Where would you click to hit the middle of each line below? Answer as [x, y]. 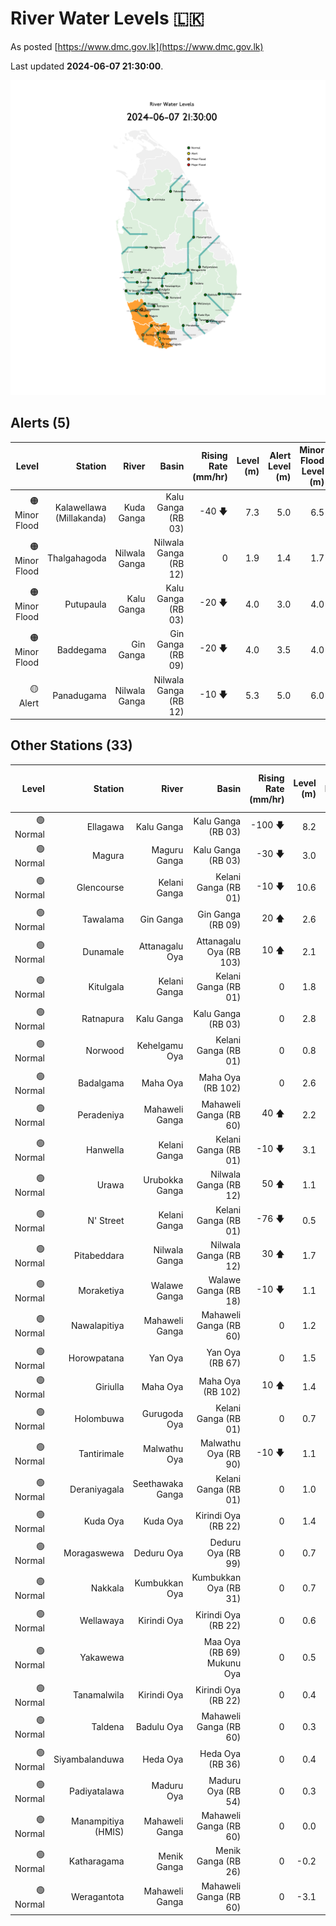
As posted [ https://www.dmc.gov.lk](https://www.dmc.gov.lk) [137, 46]
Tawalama [103, 919]
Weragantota [98, 1896]
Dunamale [103, 951]
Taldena [108, 1727]
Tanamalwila [98, 1695]
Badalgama [101, 1083]
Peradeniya [101, 1114]
